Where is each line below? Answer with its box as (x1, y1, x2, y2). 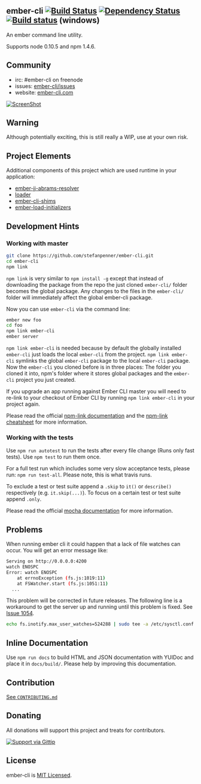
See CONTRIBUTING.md (6, 693, 58, 700)
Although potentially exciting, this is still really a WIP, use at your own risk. (6, 133, 188, 141)
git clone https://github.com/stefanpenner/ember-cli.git (6, 253, 154, 259)
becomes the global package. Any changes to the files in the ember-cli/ (6, 287, 184, 294)
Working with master (6, 239, 69, 247)
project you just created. (16, 376, 76, 384)
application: (6, 173, 35, 180)
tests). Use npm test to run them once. (6, 453, 101, 461)
